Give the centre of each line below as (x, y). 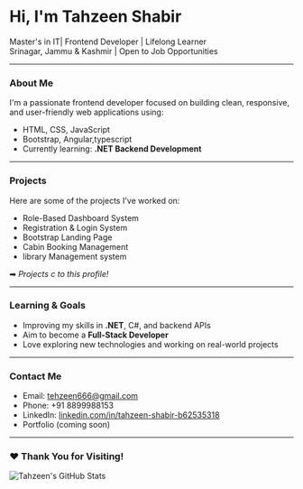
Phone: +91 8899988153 (68, 406)
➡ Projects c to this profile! (59, 273)
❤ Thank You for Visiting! (67, 457)
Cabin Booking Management (75, 246)
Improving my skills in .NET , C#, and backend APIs (117, 325)
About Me (32, 83)
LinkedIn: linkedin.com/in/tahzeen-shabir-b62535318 (121, 415)
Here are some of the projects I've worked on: (95, 200)
